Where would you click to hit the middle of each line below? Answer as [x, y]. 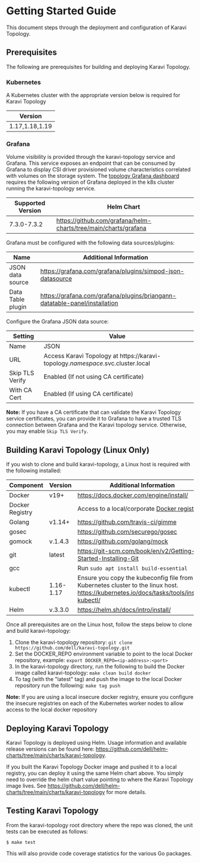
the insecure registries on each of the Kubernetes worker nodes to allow [95, 704]
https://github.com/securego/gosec [127, 532]
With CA [21, 390]
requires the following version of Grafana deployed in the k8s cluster [90, 182]
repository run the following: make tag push [68, 686]
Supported [30, 203]
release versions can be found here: [50, 749]
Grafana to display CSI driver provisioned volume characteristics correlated [99, 170]
